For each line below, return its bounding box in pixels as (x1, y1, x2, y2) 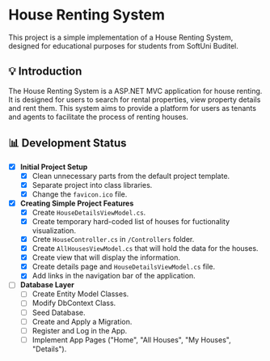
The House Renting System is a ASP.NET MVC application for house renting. (8, 86, 263, 96)
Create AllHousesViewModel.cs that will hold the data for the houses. (32, 244, 259, 253)
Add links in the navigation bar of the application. (32, 271, 196, 281)
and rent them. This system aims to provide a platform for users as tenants (8, 103, 257, 113)
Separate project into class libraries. (32, 180, 153, 189)
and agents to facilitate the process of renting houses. (8, 112, 188, 121)
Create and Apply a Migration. (32, 316, 133, 326)
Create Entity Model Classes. (32, 289, 129, 299)
